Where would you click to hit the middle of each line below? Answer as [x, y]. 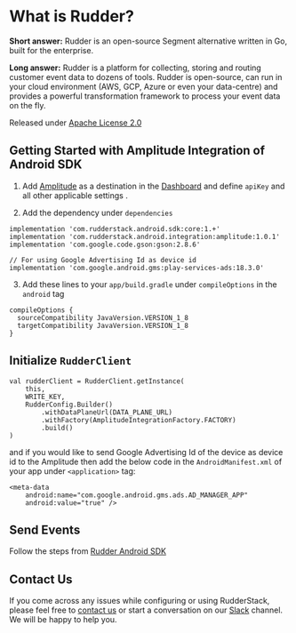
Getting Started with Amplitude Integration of [137, 151]
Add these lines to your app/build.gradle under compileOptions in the [149, 284]
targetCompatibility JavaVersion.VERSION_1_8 [103, 325]
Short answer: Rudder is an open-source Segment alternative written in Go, [148, 41]
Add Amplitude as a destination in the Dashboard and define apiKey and [153, 186]
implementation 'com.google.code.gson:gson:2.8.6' [105, 244]
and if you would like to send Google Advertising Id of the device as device [146, 452]
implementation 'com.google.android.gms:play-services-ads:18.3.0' [137, 268]
